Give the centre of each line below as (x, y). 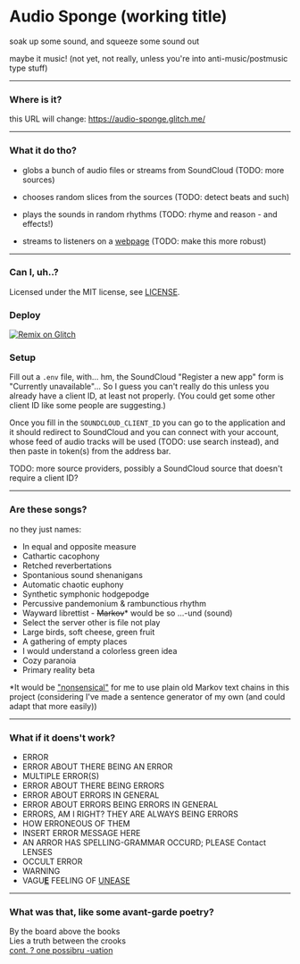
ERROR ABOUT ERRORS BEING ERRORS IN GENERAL (120, 805)
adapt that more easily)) (53, 706)
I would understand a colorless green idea (100, 650)
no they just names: (46, 529)
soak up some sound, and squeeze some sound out (104, 41)
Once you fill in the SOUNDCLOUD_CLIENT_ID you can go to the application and (147, 423)
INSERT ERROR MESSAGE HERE (81, 834)
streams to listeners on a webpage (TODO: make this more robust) (144, 241)
